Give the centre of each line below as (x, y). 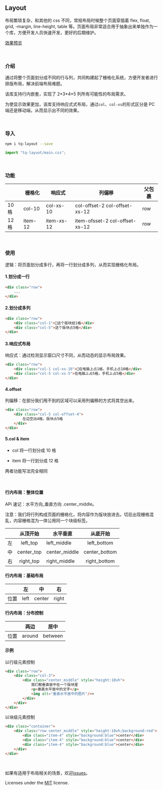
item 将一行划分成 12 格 (35, 460)
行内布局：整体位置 (24, 492)
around (30, 636)
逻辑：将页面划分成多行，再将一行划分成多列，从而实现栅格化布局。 (73, 264)
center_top (30, 552)
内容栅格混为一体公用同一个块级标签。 (52, 520)
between (53, 636)
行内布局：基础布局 (24, 575)
